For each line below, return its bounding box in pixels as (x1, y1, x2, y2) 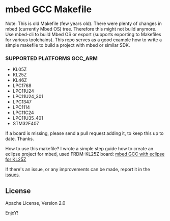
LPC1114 (12, 104, 31, 110)
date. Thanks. (5, 136, 34, 142)
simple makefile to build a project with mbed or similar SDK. (5, 42, 130, 48)
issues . (5, 172, 20, 178)
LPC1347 (12, 99, 32, 105)
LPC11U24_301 (12, 93, 43, 100)
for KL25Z (5, 156, 26, 162)
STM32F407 (12, 121, 39, 127)
